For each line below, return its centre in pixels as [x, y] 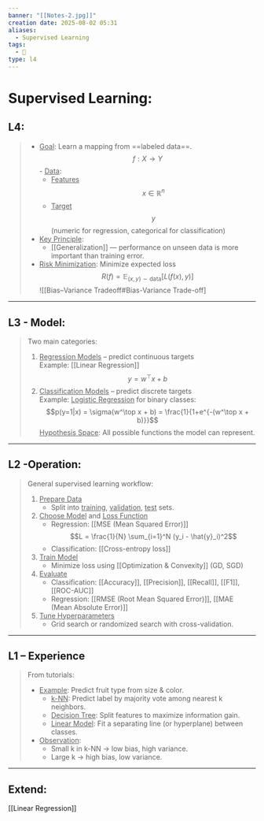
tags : [17, 45]
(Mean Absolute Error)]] [89, 607]
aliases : [22, 30]
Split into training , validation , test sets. [112, 507]
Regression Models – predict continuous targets [117, 357]
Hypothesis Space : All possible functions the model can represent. [147, 432]
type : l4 [22, 60]
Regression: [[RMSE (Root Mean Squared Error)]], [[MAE [142, 599]
